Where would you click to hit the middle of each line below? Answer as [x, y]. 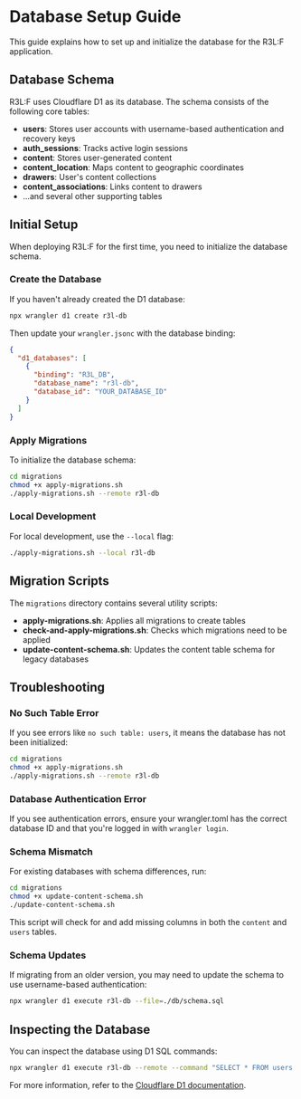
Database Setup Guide [95, 17]
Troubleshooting [57, 687]
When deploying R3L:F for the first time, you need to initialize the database [148, 246]
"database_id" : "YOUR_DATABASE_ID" [100, 392]
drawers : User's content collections [89, 177]
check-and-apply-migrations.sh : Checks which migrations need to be [155, 630]
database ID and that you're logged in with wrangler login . [119, 828]
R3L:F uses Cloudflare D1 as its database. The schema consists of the [139, 101]
